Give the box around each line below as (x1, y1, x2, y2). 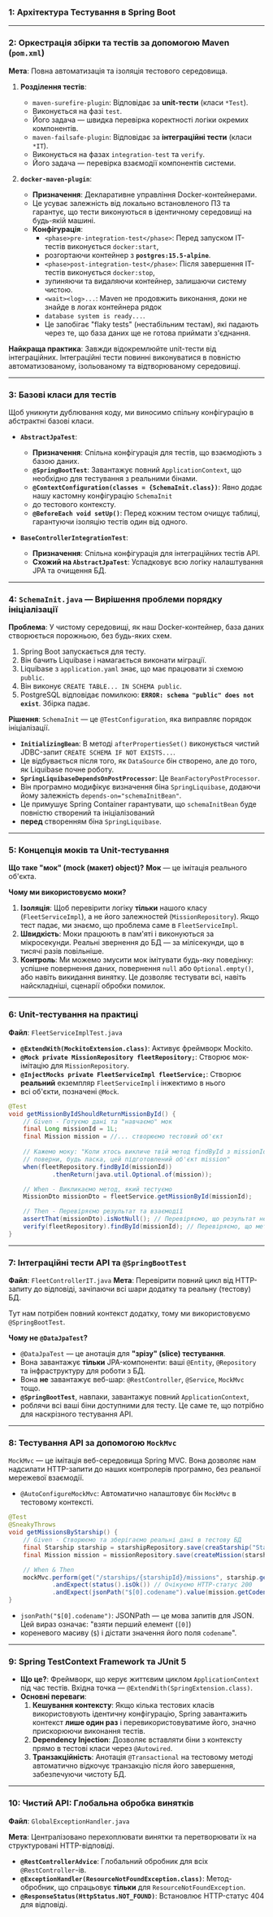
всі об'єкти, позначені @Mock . (19, 1086, 119, 1096)
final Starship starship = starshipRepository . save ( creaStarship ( (23, 1543, 253, 1552)
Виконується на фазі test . (32, 106, 123, 116)
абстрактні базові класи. (8, 416, 94, 426)
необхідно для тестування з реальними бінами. (32, 473, 198, 483)
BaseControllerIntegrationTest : (19, 532, 128, 542)
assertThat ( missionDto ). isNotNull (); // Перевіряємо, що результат (23, 1215, 256, 1223)
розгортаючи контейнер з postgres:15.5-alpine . (44, 250, 211, 260)
